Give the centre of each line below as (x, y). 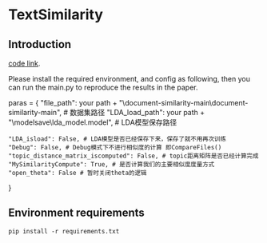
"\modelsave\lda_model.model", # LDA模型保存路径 (93, 122)
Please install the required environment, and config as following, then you (129, 79)
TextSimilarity (56, 15)
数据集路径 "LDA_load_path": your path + (137, 112)
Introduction (40, 44)
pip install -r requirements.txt (64, 231)
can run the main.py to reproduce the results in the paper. (103, 87)
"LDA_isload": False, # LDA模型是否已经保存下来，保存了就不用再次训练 (117, 139)
